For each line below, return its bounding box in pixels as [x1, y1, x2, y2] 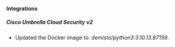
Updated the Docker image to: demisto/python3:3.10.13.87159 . [14, 34, 169, 41]
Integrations [6, 5, 38, 12]
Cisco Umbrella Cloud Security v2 [6, 19, 94, 26]
